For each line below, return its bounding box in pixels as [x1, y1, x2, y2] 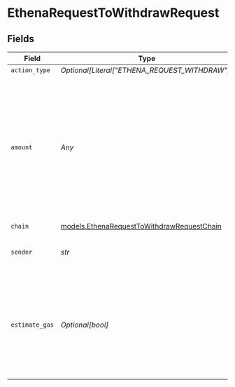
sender [10, 248, 33, 256]
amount [10, 144, 33, 151]
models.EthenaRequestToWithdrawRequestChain [60, 221, 222, 231]
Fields [7, 33, 35, 45]
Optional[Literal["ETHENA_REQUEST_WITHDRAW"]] [60, 65, 233, 75]
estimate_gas [10, 321, 55, 329]
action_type [10, 67, 51, 74]
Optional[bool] [60, 320, 109, 330]
